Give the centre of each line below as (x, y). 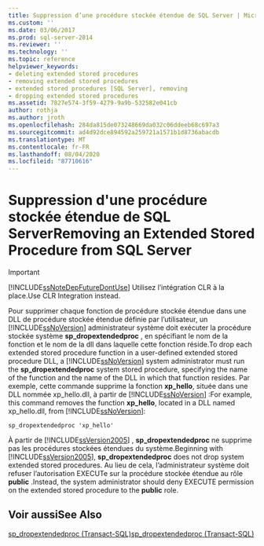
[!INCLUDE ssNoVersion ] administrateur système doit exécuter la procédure (130, 328)
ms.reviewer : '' (35, 45)
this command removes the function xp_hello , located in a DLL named (122, 403)
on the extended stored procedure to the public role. (93, 490)
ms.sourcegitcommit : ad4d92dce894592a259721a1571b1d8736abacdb (114, 132)
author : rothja (33, 111)
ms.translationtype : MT (47, 139)
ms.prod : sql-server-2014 (50, 37)
